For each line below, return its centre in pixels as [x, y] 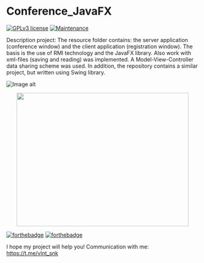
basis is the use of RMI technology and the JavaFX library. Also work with [99, 52]
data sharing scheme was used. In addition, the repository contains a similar [102, 66]
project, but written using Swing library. [56, 72]
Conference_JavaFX [59, 11]
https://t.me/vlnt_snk [32, 253]
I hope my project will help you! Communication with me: [78, 247]
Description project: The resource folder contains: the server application [97, 40]
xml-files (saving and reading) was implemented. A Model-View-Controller [100, 59]
